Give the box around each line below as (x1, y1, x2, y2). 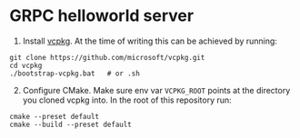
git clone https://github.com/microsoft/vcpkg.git (9, 53, 205, 62)
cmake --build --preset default (9, 120, 132, 129)
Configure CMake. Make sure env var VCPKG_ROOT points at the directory (22, 84, 291, 95)
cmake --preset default (9, 112, 100, 121)
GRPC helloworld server (9, 5, 194, 26)
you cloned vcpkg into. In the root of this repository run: (22, 94, 232, 105)
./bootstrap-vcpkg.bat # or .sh (9, 69, 141, 78)
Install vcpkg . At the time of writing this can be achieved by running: (22, 35, 277, 46)
